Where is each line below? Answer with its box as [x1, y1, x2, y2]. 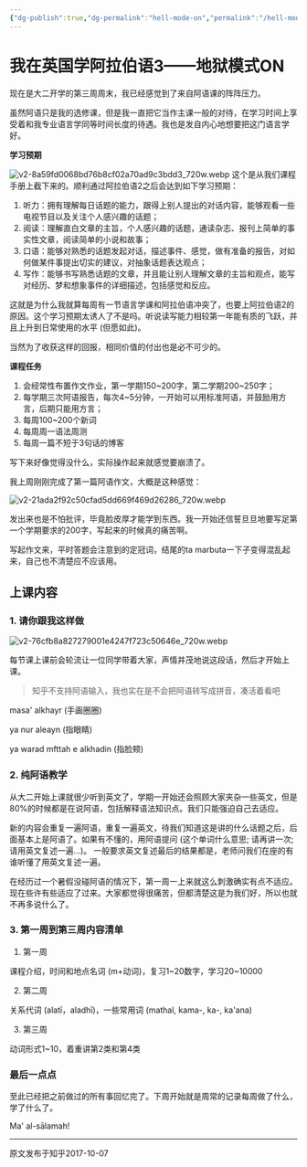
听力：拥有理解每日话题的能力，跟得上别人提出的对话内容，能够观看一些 [22, 199, 295, 210]
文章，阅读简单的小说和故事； [38, 234, 152, 245]
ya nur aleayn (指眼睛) [9, 724, 93, 736]
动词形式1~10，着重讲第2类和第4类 [9, 1043, 142, 1054]
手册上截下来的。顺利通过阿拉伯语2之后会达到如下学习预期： [9, 180, 239, 191]
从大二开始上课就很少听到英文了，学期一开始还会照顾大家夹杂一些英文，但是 [9, 791, 298, 802]
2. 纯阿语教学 [9, 769, 68, 781]
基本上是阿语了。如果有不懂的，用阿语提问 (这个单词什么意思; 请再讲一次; [16, 833, 294, 844]
